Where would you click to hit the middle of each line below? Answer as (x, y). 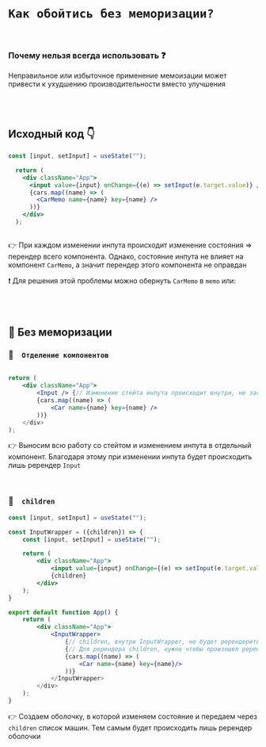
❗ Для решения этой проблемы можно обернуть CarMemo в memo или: (122, 281)
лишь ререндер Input (45, 465)
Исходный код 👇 (51, 134)
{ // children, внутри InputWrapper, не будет (141, 642)
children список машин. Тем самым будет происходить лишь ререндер (130, 727)
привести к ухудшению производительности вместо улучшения (117, 84)
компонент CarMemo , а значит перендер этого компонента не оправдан (127, 265)
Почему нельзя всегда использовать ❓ (87, 56)
